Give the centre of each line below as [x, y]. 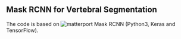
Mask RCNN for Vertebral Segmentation [82, 10]
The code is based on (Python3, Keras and [91, 24]
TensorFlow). [22, 30]
